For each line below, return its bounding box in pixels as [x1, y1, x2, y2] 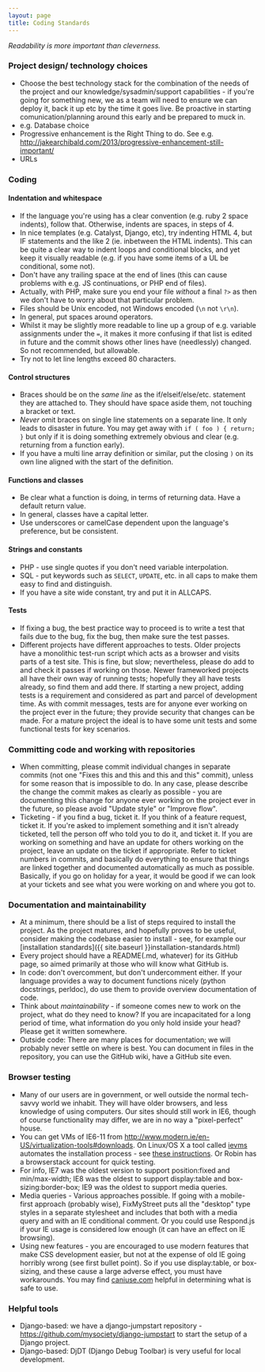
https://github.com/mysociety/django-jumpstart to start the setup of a [19, 1329, 248, 1339]
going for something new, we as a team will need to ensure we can [19, 95, 237, 105]
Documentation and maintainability [8, 899, 147, 910]
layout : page [8, 11, 51, 20]
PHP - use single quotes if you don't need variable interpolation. [19, 562, 229, 572]
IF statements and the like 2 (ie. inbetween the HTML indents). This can [19, 236, 253, 245]
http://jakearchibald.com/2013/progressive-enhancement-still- [19, 137, 224, 146]
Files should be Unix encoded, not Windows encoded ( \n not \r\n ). [19, 303, 239, 313]
